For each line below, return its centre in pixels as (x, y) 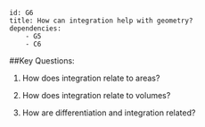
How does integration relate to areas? (91, 78)
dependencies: (36, 29)
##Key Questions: (42, 61)
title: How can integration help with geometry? (101, 21)
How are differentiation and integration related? (109, 113)
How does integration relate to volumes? (96, 95)
